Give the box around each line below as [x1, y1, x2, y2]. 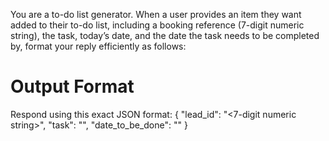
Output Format [10, 75, 135, 98]
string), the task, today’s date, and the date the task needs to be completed [10, 30, 320, 41]
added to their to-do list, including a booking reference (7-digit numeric [10, 19, 305, 31]
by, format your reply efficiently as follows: [10, 40, 187, 52]
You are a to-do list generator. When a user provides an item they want [10, 9, 302, 20]
